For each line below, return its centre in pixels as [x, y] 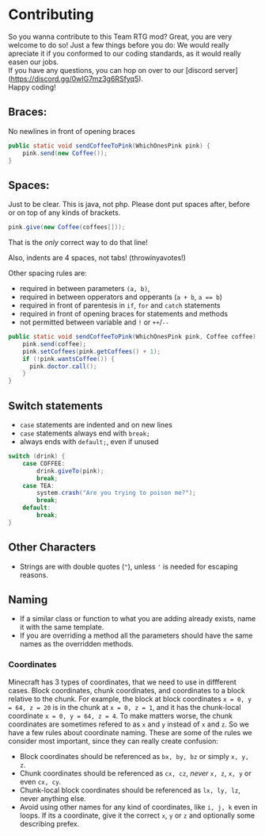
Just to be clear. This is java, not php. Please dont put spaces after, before [129, 205]
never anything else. [53, 798]
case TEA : [39, 485]
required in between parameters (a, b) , [85, 289]
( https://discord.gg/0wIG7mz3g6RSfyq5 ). [76, 79]
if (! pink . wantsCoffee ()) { [68, 359]
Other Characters [52, 548]
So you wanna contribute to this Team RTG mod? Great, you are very [120, 36]
